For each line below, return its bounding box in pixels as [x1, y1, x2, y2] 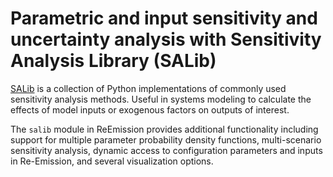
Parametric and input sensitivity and [10, 7, 318, 30]
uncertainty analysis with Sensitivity [10, 28, 322, 51]
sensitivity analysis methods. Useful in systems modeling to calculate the [10, 93, 312, 105]
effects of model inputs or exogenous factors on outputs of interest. [10, 103, 290, 116]
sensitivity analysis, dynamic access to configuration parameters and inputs [10, 144, 323, 156]
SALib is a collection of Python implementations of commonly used [10, 82, 287, 94]
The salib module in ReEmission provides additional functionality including [10, 123, 319, 135]
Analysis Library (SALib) [10, 50, 217, 72]
